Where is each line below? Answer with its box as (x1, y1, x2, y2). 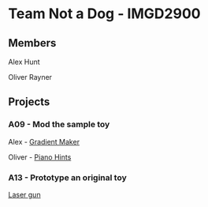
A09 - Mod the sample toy (8, 119, 110, 130)
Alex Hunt (8, 57, 41, 66)
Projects (8, 96, 50, 109)
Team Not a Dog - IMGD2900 (8, 5, 201, 23)
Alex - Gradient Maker (8, 137, 80, 146)
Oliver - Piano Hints (8, 152, 72, 162)
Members (8, 36, 57, 50)
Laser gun (8, 190, 41, 199)
